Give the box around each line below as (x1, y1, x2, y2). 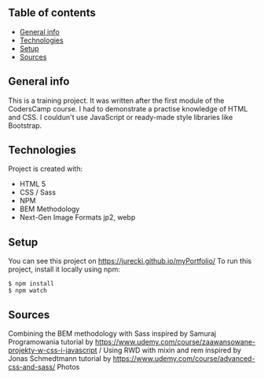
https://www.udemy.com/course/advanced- (112, 354, 255, 363)
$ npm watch (8, 286, 47, 295)
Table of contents (8, 6, 96, 20)
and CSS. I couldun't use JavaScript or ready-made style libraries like (8, 112, 233, 122)
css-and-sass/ (8, 363, 56, 372)
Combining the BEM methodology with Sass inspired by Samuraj (8, 329, 217, 338)
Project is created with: (8, 164, 83, 173)
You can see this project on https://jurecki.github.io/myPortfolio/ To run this (8, 257, 252, 266)
